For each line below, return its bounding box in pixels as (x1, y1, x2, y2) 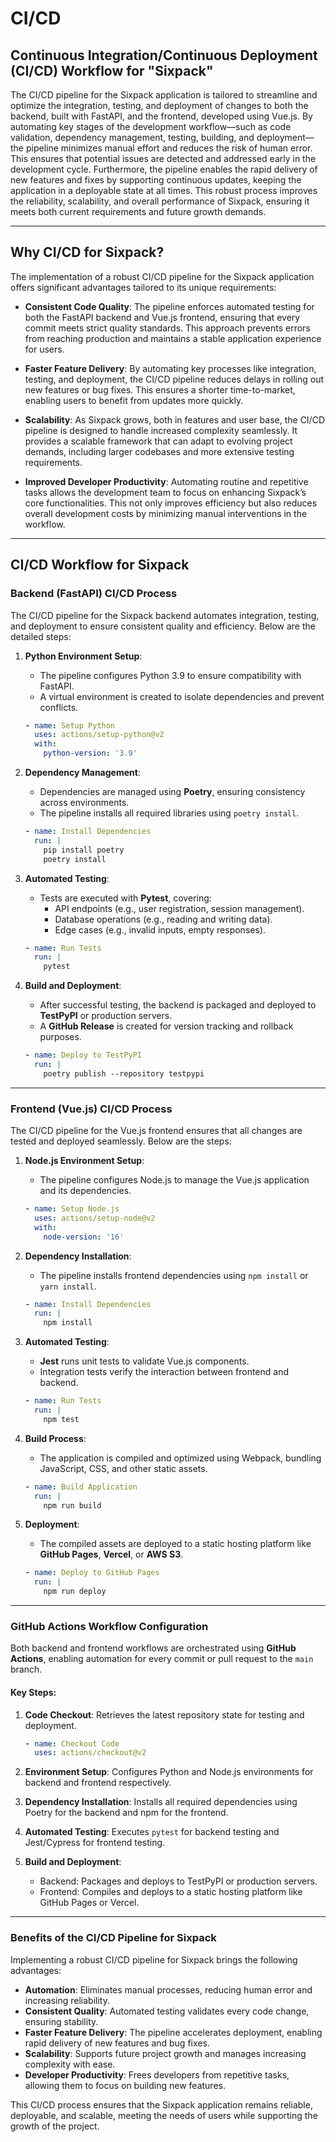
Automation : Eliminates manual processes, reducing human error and (24, 1983, 313, 1996)
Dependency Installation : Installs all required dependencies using (24, 1796, 298, 1808)
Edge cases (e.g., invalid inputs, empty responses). (54, 923, 266, 936)
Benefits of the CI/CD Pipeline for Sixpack (10, 1931, 217, 1945)
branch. (10, 1663, 43, 1676)
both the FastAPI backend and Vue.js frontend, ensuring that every (24, 311, 301, 323)
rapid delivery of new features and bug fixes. (24, 2037, 210, 2049)
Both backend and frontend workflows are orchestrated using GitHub (10, 1642, 297, 1654)
